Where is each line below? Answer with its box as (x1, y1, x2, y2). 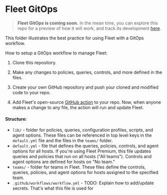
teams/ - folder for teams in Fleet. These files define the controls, (12, 164, 146, 170)
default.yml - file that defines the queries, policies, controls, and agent (12, 143, 159, 149)
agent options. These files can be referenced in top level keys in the (12, 132, 152, 138)
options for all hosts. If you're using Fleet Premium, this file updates (12, 148, 151, 154)
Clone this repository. (12, 59, 57, 65)
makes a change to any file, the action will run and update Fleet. (12, 104, 144, 110)
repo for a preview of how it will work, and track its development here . (17, 25, 162, 31)
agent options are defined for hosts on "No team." (12, 159, 115, 165)
